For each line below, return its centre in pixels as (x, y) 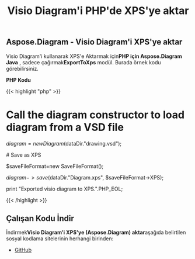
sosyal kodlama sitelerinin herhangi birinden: (60, 239)
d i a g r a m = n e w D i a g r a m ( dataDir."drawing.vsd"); (64, 143)
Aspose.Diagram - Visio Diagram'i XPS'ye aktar (94, 42)
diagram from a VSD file (65, 127)
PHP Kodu (18, 80)
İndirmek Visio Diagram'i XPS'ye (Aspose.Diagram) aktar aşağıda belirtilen (96, 233)
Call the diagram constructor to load (95, 115)
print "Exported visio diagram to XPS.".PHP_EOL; (65, 189)
